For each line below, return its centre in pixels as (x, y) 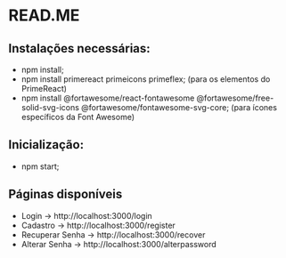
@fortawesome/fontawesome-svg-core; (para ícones (179, 107)
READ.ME (44, 16)
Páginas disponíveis (65, 194)
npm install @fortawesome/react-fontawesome (108, 98)
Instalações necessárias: (79, 48)
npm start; (40, 166)
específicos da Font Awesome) (78, 117)
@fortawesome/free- (235, 98)
